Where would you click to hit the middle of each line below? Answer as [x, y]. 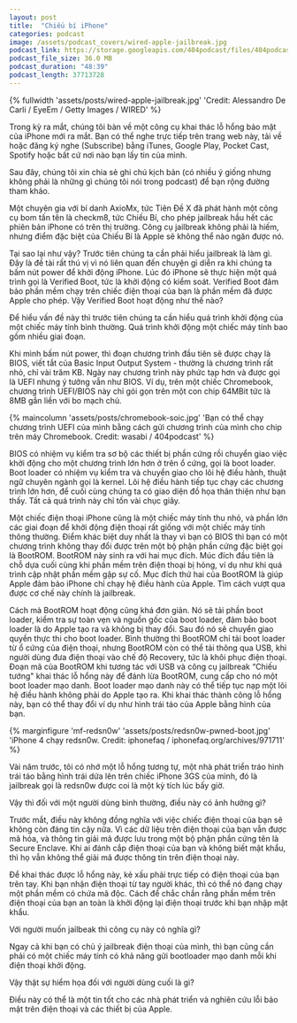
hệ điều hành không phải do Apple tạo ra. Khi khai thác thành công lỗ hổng [145, 695]
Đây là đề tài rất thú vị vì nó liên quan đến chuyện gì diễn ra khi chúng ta [141, 263]
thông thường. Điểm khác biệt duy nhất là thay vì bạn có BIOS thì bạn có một [148, 536]
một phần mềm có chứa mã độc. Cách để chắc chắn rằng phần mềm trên [142, 893]
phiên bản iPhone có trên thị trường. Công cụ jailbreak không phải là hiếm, [145, 227]
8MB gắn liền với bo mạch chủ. [65, 400]
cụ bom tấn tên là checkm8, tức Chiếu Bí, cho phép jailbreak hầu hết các [141, 217]
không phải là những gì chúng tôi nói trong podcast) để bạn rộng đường [139, 181]
